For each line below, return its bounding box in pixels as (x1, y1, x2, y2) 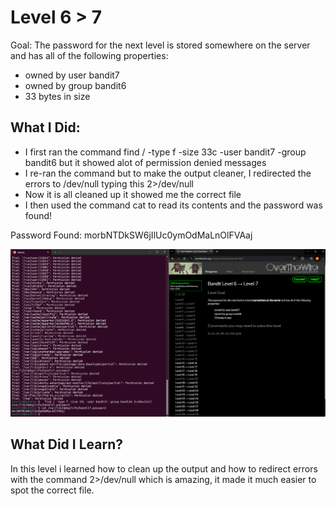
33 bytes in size (24, 90, 91, 102)
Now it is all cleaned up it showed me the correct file (24, 188, 242, 200)
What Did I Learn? (10, 436, 123, 453)
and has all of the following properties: (10, 49, 169, 61)
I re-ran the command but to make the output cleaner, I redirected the (24, 167, 312, 179)
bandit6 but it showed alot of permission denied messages (24, 156, 267, 168)
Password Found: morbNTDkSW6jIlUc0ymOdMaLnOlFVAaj (10, 229, 253, 241)
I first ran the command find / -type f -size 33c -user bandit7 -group (24, 146, 307, 158)
